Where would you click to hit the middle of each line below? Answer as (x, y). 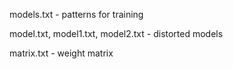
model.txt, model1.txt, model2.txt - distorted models (116, 33)
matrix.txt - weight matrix (61, 53)
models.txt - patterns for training (76, 14)
